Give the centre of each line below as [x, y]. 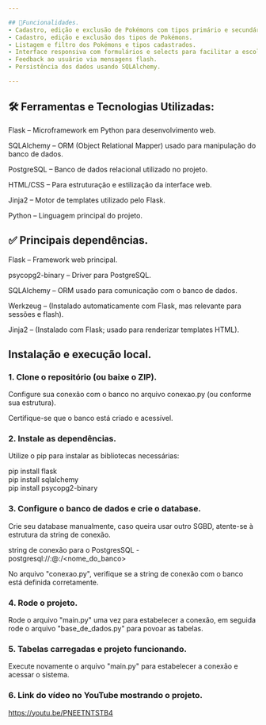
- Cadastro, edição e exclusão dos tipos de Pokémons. [101, 37]
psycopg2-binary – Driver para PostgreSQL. [80, 275]
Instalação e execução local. [80, 354]
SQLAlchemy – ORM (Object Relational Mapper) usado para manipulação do [132, 145]
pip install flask [33, 471]
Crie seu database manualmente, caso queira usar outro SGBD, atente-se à [131, 526]
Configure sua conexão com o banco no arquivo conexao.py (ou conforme [130, 395]
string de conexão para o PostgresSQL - [74, 550]
